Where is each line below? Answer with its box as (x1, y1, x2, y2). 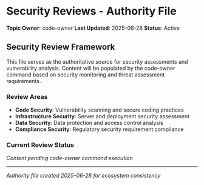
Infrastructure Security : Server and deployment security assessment (15, 113, 190, 120)
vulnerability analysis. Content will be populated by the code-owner (6, 64, 175, 72)
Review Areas (6, 92, 48, 101)
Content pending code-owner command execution (6, 155, 133, 162)
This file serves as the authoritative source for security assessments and (6, 58, 188, 65)
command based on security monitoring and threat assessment (6, 71, 165, 78)
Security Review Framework (6, 42, 115, 52)
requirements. (6, 77, 41, 84)
